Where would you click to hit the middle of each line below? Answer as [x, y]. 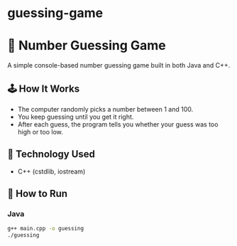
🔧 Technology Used [51, 154]
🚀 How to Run [38, 194]
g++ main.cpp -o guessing [45, 229]
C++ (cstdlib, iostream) [51, 171]
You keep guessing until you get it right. [76, 117]
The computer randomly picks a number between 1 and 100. [105, 109]
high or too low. [40, 132]
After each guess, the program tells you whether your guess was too [118, 124]
